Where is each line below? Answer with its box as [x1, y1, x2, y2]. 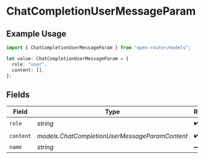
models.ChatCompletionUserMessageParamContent [37, 132, 188, 140]
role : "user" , [12, 61, 47, 68]
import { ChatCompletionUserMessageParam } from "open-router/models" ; [6, 44, 191, 51]
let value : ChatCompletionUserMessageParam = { [6, 55, 129, 62]
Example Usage [6, 29, 67, 39]
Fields [6, 90, 30, 100]
